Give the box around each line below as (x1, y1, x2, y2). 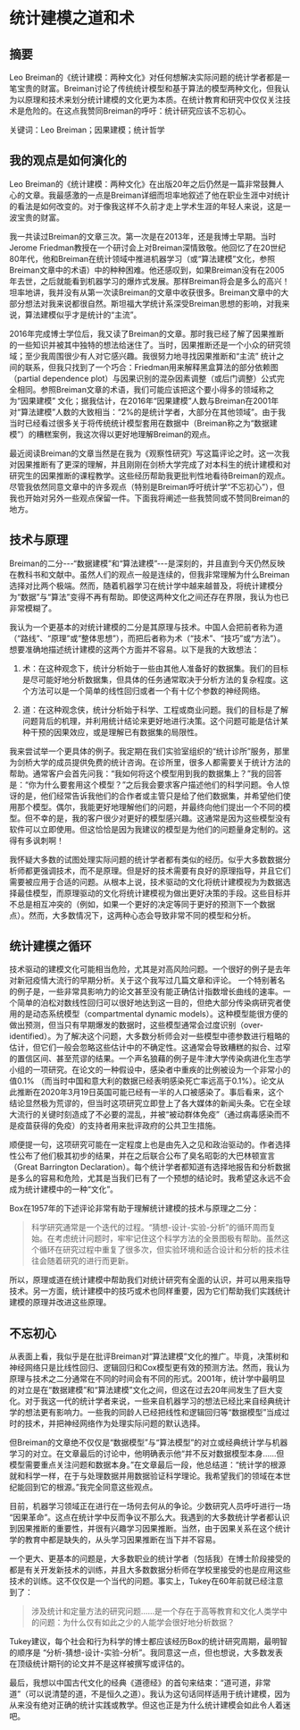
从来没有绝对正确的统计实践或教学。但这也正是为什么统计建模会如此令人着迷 (9, 1700, 291, 1710)
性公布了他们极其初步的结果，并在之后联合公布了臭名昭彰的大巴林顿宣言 (9, 1151, 275, 1161)
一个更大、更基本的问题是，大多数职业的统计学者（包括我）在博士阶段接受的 (9, 1553, 291, 1565)
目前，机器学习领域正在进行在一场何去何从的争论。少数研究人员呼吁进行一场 (9, 1501, 291, 1512)
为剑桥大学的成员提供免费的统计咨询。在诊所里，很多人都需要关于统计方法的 (9, 756, 291, 767)
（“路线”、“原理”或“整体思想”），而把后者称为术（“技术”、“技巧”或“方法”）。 (9, 632, 286, 644)
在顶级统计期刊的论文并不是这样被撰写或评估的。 (9, 1658, 189, 1669)
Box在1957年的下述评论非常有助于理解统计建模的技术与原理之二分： (9, 1203, 260, 1214)
